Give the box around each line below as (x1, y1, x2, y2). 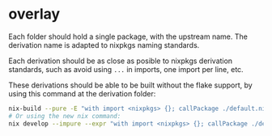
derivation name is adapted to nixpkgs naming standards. (8, 40, 200, 49)
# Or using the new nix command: (8, 112, 121, 120)
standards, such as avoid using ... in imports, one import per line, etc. (8, 64, 244, 74)
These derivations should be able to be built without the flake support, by (8, 80, 253, 90)
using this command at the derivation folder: (8, 88, 156, 98)
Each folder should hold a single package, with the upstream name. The (8, 32, 249, 41)
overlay (8, 5, 61, 23)
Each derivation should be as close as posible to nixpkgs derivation (8, 56, 233, 66)
